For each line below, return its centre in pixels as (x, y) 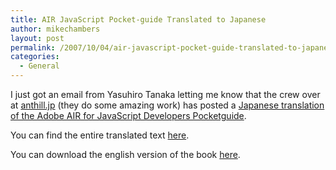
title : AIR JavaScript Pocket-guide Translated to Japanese (138, 19)
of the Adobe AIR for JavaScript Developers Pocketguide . (128, 115)
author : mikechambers (55, 29)
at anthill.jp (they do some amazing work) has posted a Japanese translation (167, 105)
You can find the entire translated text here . (100, 135)
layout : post (37, 38)
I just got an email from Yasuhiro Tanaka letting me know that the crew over (165, 94)
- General (39, 66)
